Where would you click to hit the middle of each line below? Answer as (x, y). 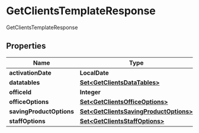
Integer (90, 92)
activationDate (30, 72)
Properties (26, 46)
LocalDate (94, 72)
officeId (20, 92)
